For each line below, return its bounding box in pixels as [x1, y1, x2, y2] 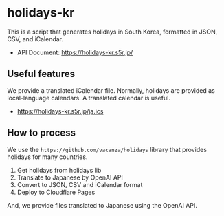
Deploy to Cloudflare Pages [16, 188, 96, 196]
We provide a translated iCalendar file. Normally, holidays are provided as [7, 86, 215, 94]
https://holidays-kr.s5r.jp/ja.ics [16, 107, 104, 115]
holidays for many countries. [7, 153, 88, 161]
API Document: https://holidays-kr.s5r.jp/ [16, 48, 133, 56]
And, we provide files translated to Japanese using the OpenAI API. [7, 201, 198, 209]
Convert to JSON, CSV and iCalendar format [16, 180, 143, 188]
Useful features [7, 68, 76, 80]
